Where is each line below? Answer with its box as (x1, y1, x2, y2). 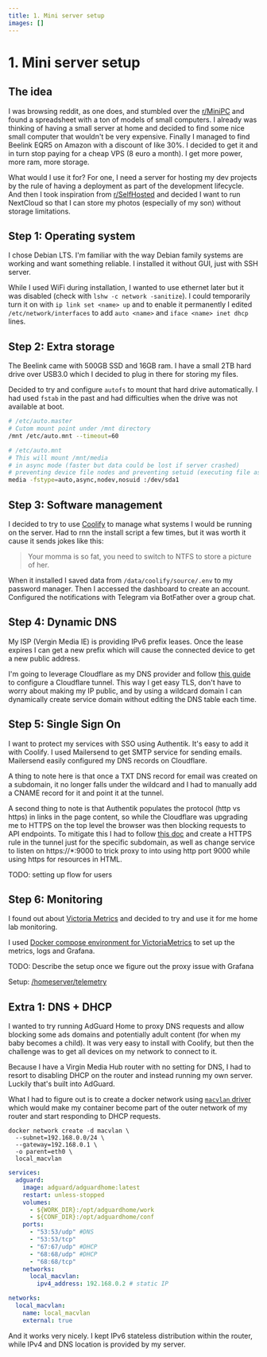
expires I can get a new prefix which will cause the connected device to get (8, 645, 256, 654)
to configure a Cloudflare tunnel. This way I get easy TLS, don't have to (8, 677, 242, 687)
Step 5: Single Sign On (8, 718, 121, 731)
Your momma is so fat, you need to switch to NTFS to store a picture (27, 551, 252, 561)
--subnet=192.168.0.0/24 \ (15, 1134, 105, 1142)
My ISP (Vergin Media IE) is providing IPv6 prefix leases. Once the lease (8, 637, 244, 646)
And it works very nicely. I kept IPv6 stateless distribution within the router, (8, 1331, 253, 1340)
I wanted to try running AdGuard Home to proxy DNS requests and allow (8, 1022, 245, 1031)
